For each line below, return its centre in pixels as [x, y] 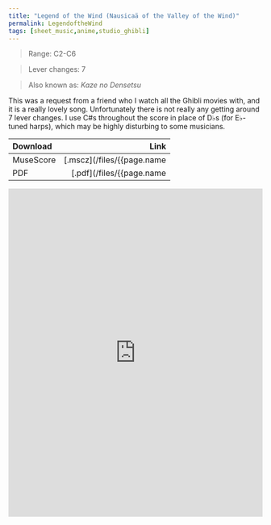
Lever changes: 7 [57, 69]
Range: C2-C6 [52, 54]
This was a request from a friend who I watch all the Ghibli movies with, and [134, 101]
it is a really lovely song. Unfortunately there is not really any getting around [134, 109]
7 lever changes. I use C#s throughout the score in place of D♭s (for [121, 118]
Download [32, 146]
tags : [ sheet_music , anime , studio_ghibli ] [79, 31]
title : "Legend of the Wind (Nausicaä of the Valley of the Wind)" [124, 16]
